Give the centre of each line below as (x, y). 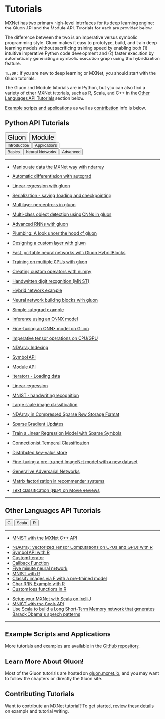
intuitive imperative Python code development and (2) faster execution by (79, 53)
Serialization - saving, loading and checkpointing (62, 195)
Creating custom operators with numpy (52, 271)
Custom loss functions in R (39, 589)
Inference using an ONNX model (45, 319)
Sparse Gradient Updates (38, 424)
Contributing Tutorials (40, 694)
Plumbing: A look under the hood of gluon (55, 233)
